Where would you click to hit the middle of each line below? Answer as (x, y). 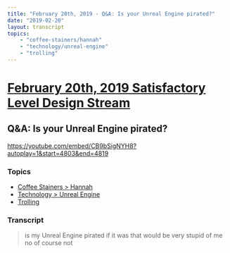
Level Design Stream (69, 103)
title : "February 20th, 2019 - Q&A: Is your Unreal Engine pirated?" (111, 14)
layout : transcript (36, 27)
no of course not (49, 243)
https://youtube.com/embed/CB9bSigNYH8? (72, 146)
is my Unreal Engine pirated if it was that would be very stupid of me (123, 235)
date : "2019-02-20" (36, 20)
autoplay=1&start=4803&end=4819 (58, 153)
